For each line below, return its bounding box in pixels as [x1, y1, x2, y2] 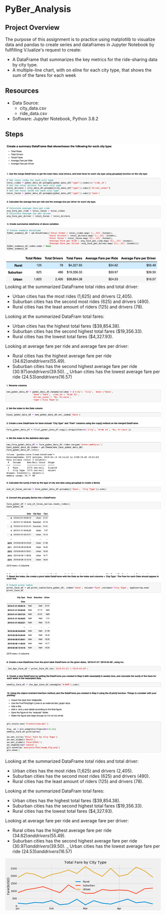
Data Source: [12, 100, 40, 106]
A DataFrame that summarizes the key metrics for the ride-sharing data [12, 57, 158, 62]
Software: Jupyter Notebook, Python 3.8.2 [12, 116, 99, 122]
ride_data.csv [19, 110, 47, 116]
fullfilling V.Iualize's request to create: [5, 47, 82, 53]
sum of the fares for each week [12, 72, 77, 78]
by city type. [12, 62, 38, 67]
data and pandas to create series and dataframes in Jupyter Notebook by [5, 42, 155, 48]
